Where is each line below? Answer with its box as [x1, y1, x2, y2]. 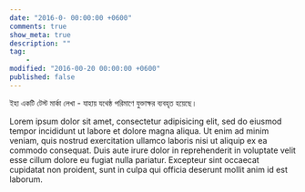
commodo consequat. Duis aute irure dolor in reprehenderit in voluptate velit [9, 145, 296, 156]
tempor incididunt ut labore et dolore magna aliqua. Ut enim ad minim [9, 125, 269, 136]
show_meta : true [9, 30, 71, 39]
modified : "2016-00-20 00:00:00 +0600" [9, 65, 161, 74]
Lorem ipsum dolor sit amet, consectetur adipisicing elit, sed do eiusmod [9, 116, 282, 126]
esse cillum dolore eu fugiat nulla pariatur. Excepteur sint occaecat [9, 154, 259, 165]
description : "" [9, 38, 71, 48]
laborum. [9, 174, 44, 185]
